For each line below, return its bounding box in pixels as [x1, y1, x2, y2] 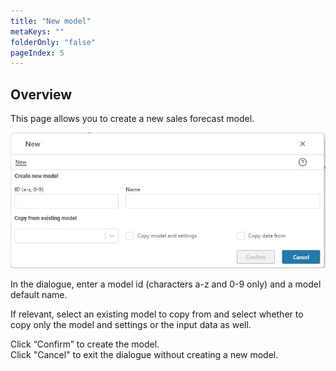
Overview [10, 86, 73, 103]
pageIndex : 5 [10, 48, 65, 58]
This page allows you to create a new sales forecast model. [10, 113, 255, 125]
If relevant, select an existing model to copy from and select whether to [10, 308, 304, 320]
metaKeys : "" [10, 26, 65, 37]
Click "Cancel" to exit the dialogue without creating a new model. [10, 348, 279, 360]
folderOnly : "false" [10, 37, 97, 47]
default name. [10, 288, 68, 300]
